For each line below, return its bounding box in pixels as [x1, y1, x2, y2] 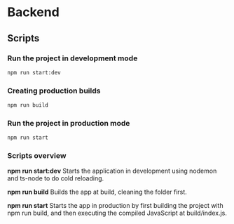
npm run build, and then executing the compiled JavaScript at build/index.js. [7, 209, 228, 218]
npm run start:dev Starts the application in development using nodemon [7, 166, 217, 176]
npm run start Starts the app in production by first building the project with [7, 202, 223, 210]
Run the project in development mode [7, 53, 138, 63]
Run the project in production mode [7, 118, 130, 128]
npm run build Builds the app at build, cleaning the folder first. [7, 187, 187, 197]
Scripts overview [7, 151, 67, 161]
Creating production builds [7, 86, 101, 95]
